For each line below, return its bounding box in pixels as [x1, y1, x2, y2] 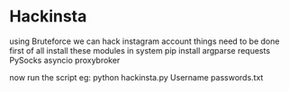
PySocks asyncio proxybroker [9, 54, 121, 65]
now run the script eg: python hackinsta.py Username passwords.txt [9, 71, 264, 82]
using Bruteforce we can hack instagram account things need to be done [9, 36, 280, 46]
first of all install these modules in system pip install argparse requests [9, 45, 271, 55]
